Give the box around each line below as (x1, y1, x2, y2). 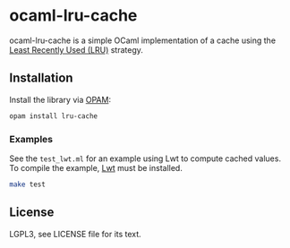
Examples (9, 133, 54, 145)
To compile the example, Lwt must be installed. (9, 162, 183, 173)
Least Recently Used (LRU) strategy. (9, 44, 143, 55)
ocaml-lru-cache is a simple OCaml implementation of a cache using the (9, 35, 276, 46)
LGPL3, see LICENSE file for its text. (9, 228, 141, 239)
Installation (9, 71, 73, 86)
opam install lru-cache (9, 111, 98, 121)
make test (9, 180, 47, 189)
